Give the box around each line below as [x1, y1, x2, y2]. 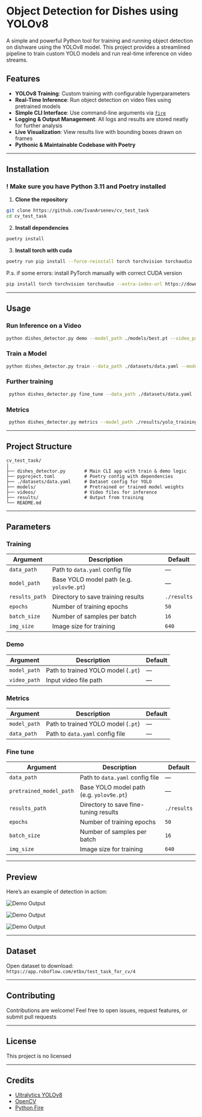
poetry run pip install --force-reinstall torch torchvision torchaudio [6, 258, 192, 265]
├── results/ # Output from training [6, 494, 144, 500]
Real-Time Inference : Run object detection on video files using [14, 96, 171, 103]
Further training [6, 377, 54, 386]
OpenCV [14, 1098, 37, 1105]
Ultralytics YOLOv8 [14, 1091, 63, 1099]
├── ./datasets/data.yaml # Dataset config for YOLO [6, 479, 152, 485]
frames [14, 135, 33, 142]
